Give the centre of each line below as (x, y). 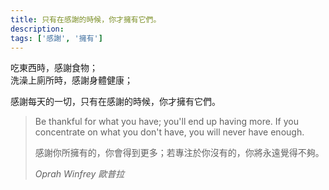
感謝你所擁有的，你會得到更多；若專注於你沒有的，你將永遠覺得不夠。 (179, 153)
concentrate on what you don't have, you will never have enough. (169, 132)
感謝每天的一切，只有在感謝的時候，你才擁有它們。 (115, 102)
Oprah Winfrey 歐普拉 (79, 174)
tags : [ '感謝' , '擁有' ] (56, 38)
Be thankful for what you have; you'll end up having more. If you (166, 122)
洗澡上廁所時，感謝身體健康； (71, 80)
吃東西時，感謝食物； (54, 68)
